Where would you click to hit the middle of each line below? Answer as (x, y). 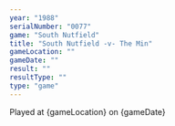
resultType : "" (38, 78)
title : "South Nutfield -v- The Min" (81, 43)
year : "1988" (34, 18)
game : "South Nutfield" (55, 35)
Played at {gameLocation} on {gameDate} (87, 111)
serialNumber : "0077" (51, 26)
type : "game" (34, 86)
